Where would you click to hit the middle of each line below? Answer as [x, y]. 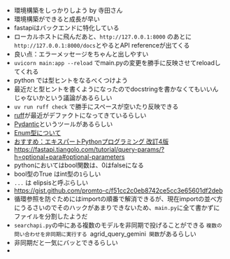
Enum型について [37, 133]
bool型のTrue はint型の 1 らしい [57, 174]
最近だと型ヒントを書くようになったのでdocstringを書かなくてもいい [113, 89]
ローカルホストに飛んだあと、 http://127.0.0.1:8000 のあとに [103, 36]
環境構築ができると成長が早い [57, 19]
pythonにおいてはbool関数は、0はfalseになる [79, 165]
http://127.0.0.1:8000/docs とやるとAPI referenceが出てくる [102, 45]
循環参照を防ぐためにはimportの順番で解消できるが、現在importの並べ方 [118, 199]
